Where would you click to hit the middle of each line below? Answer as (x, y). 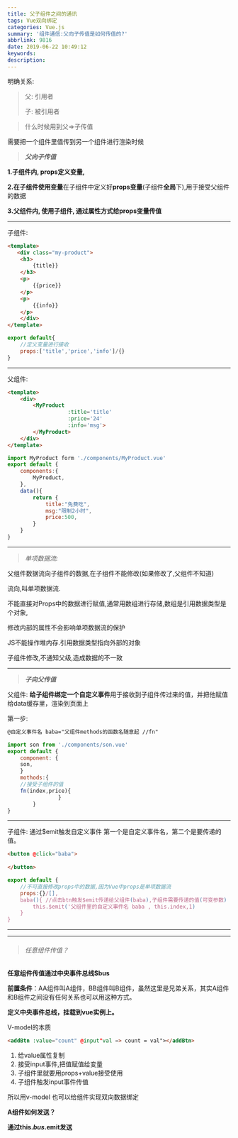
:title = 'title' (90, 412)
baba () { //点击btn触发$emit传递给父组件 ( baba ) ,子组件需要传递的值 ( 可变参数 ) (124, 900)
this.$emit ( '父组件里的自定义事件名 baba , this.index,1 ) (114, 907)
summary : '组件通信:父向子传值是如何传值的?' (68, 34)
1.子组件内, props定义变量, (46, 172)
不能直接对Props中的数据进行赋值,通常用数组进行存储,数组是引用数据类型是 (117, 603)
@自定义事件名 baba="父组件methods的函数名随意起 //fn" (83, 732)
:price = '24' (85, 419)
